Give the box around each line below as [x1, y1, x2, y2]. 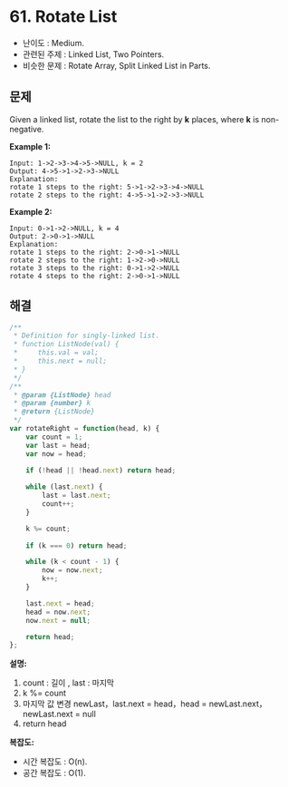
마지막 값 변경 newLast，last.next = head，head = [22, 698, 207, 709]
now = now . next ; [42, 566, 103, 575]
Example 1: [9, 141, 52, 151]
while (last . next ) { [25, 482, 103, 491]
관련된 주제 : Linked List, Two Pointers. [22, 48, 165, 60]
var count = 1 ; [25, 432, 83, 442]
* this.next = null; [13, 356, 107, 366]
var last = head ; [25, 441, 91, 450]
